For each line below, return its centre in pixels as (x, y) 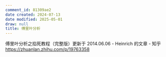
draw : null (17, 24)
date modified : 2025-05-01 (34, 19)
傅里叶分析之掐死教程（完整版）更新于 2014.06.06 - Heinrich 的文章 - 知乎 (83, 44)
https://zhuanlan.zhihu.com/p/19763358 (48, 49)
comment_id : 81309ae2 (28, 10)
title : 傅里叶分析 (23, 29)
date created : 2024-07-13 (33, 15)
